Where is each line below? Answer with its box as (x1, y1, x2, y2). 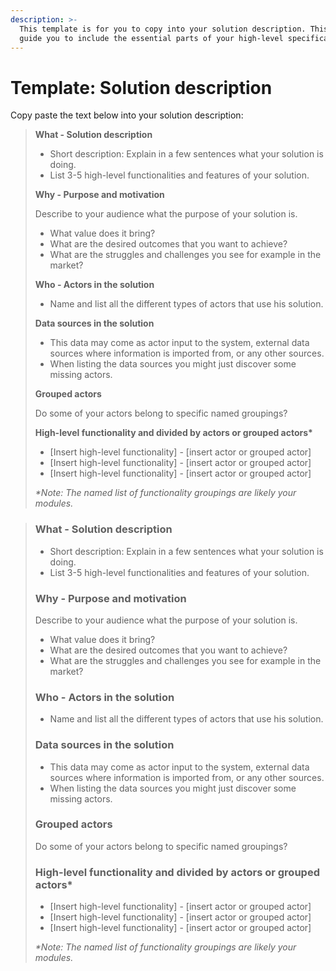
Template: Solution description (10, 76, 273, 99)
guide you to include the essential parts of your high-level (19, 33, 284, 43)
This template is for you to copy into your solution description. (19, 24, 307, 34)
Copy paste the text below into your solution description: (10, 109, 244, 121)
